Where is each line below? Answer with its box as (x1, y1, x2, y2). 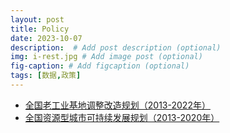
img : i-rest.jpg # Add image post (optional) (10, 52, 203, 62)
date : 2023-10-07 (10, 33, 83, 43)
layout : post (10, 14, 65, 25)
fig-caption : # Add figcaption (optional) (10, 61, 190, 71)
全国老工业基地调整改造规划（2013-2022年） (24, 99, 211, 111)
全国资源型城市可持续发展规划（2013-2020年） (24, 111, 220, 123)
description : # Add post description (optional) (10, 42, 222, 53)
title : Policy (10, 24, 70, 34)
